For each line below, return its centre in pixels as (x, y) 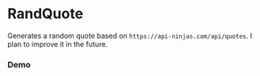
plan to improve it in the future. (57, 44)
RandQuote (46, 14)
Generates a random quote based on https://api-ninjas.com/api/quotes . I (130, 36)
